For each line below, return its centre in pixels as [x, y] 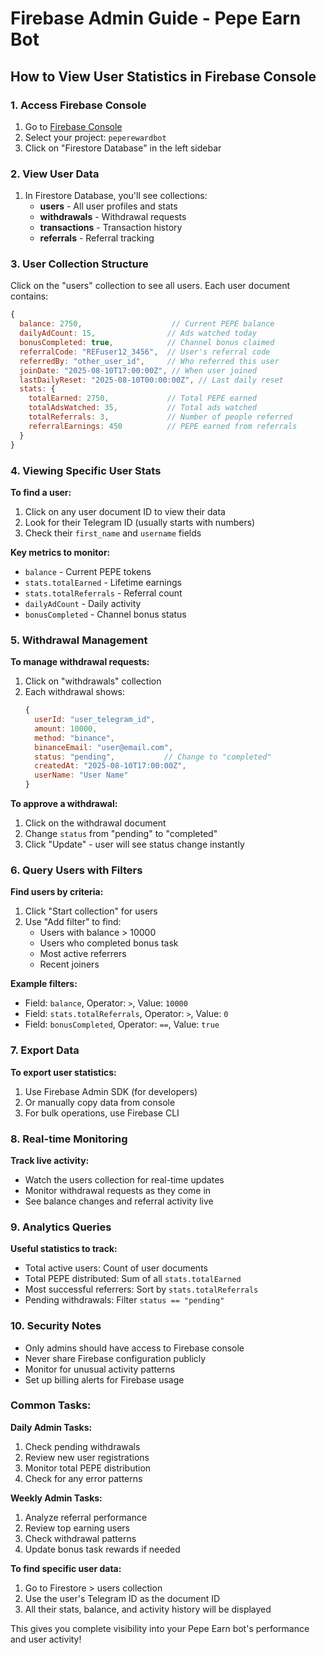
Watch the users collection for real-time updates [124, 1179]
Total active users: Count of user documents [116, 1268]
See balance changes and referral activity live [119, 1201]
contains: [29, 296]
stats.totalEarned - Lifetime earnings [103, 582]
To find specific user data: [66, 1568]
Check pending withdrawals [82, 1446]
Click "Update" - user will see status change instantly [134, 844]
